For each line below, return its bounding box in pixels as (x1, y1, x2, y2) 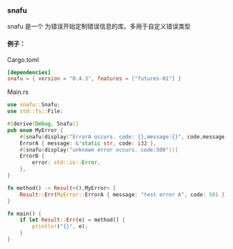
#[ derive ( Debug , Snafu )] (7, 120, 79, 127)
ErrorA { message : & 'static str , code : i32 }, (19, 140, 157, 147)
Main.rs (7, 88, 29, 96)
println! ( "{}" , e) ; (32, 223, 89, 230)
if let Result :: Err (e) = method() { (19, 216, 126, 224)
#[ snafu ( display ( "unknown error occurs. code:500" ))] (19, 146, 178, 153)
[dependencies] (7, 69, 51, 76)
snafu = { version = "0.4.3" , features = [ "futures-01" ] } (7, 75, 182, 82)
